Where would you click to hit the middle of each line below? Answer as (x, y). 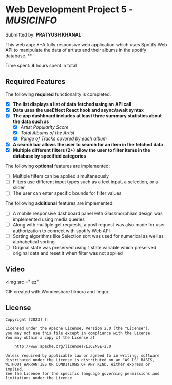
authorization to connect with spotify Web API (61, 231)
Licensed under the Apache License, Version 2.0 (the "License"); (78, 329)
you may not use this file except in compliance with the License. (79, 333)
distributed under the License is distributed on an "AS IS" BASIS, (80, 360)
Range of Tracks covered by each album (63, 139)
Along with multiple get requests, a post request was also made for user (89, 224)
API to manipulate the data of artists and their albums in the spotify (76, 50)
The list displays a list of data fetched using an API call (72, 104)
